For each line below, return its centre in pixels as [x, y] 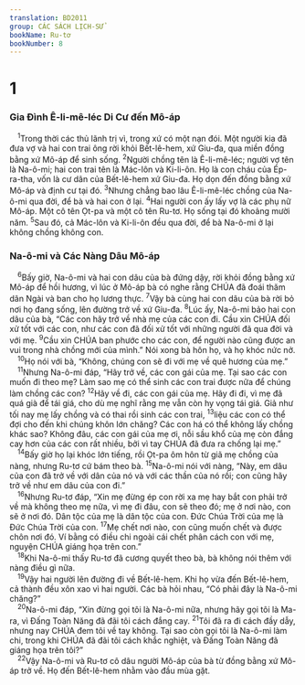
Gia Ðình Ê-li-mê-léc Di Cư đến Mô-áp [95, 117]
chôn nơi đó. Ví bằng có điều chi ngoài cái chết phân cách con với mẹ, [142, 537]
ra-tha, [22, 179]
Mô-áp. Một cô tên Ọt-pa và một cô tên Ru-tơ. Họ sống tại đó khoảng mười [150, 211]
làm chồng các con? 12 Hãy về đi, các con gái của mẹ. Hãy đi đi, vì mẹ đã [146, 392]
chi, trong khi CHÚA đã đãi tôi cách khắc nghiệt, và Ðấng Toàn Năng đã [144, 640]
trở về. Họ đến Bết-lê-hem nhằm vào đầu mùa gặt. [116, 671]
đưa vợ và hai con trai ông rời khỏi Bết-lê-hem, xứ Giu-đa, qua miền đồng [147, 148]
